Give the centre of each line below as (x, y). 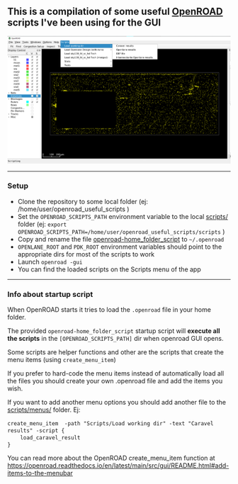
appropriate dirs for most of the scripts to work (86, 254)
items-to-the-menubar (40, 473)
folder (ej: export (42, 224)
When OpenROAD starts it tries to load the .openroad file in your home (109, 310)
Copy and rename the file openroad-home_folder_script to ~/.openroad (121, 239)
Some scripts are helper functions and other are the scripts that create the (116, 352)
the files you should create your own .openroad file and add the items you (115, 381)
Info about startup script (50, 294)
